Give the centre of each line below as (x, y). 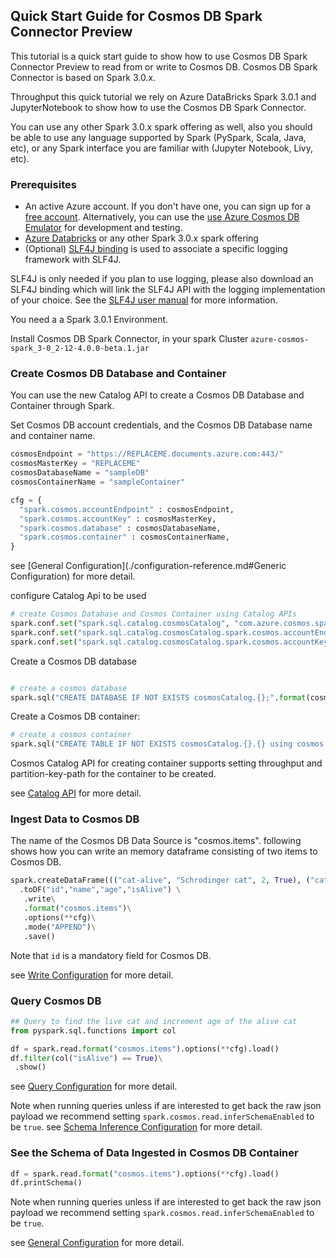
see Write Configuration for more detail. (92, 975)
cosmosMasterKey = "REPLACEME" (75, 464)
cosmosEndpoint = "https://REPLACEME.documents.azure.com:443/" (147, 454)
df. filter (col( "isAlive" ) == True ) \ (86, 1058)
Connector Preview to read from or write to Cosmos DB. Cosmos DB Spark (164, 66)
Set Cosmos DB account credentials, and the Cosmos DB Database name (161, 425)
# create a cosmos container (71, 735)
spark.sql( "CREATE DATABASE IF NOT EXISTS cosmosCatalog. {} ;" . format (158, 697)
